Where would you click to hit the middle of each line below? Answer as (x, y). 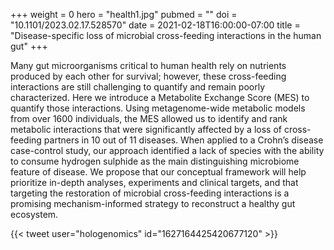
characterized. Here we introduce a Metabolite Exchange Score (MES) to (160, 97)
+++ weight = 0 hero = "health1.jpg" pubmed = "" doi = (124, 14)
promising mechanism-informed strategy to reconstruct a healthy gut (153, 203)
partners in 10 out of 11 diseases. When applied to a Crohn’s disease (183, 140)
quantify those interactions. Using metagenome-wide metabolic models (158, 108)
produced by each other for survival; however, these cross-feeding (148, 76)
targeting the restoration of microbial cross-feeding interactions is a (150, 193)
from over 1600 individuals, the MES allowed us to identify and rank (149, 118)
